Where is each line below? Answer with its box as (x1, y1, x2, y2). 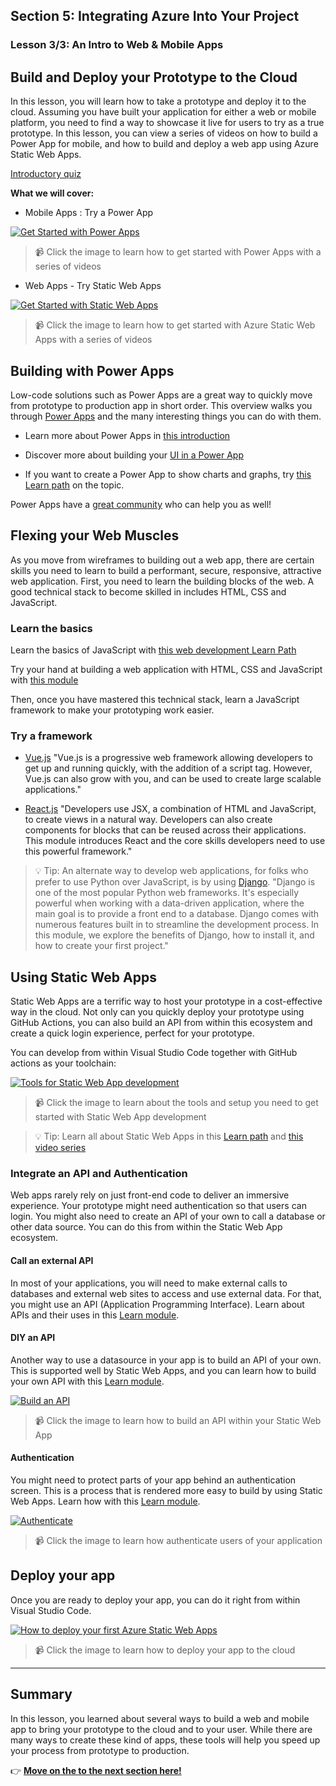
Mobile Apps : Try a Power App (24, 207, 154, 219)
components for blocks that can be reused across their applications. (24, 824, 307, 836)
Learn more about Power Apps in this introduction (24, 429, 231, 441)
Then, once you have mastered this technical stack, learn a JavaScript (10, 694, 300, 706)
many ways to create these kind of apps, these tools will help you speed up (10, 1734, 321, 1746)
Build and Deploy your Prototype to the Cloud (10, 69, 298, 86)
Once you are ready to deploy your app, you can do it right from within (10, 1594, 301, 1606)
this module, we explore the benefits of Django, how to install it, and (34, 929, 315, 941)
